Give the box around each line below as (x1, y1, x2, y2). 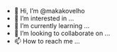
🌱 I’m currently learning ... (13, 22, 90, 30)
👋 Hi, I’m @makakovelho (13, 7, 85, 15)
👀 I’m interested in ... (13, 14, 74, 22)
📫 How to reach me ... (13, 37, 80, 45)
